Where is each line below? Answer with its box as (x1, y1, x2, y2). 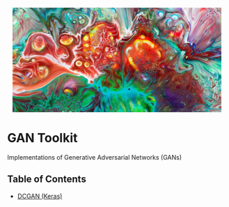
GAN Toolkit (7, 130, 78, 146)
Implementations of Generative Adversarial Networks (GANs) (7, 153, 182, 161)
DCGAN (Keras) (17, 192, 63, 200)
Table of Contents (7, 174, 87, 185)
